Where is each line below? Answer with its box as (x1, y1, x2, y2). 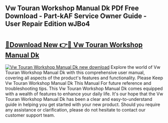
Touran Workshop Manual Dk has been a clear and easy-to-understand (5, 96, 152, 102)
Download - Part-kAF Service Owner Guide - (5, 12, 147, 21)
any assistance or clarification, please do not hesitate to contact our (5, 107, 146, 112)
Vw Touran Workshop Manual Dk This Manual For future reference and (5, 80, 151, 86)
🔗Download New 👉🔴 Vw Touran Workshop (5, 40, 143, 49)
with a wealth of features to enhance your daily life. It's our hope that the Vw (5, 91, 163, 97)
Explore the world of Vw (110, 64, 160, 70)
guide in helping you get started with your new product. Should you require (5, 101, 160, 107)
